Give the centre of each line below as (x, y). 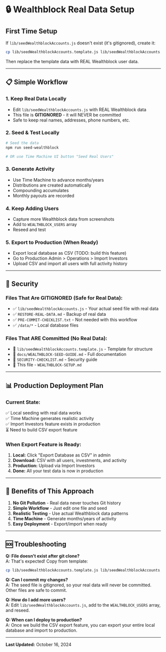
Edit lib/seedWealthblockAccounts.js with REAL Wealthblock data (80, 110)
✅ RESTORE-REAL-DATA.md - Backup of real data (59, 314)
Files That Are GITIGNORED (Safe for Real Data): (64, 298)
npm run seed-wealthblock (32, 148)
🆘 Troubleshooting (36, 544)
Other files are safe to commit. (36, 590)
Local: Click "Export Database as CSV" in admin (62, 455)
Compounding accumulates (41, 190)
